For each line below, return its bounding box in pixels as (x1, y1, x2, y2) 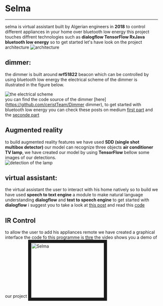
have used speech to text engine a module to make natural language (5, 192, 143, 198)
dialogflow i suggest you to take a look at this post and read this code (5, 202, 145, 208)
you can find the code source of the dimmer (5, 96, 93, 102)
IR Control (5, 216, 36, 225)
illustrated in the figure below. (5, 81, 65, 88)
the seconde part (5, 112, 40, 117)
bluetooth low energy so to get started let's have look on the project (5, 39, 142, 45)
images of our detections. (5, 154, 57, 160)
